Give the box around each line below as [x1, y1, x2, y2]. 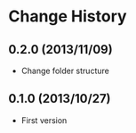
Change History [8, 6, 127, 27]
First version [20, 114, 68, 126]
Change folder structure [20, 65, 110, 76]
